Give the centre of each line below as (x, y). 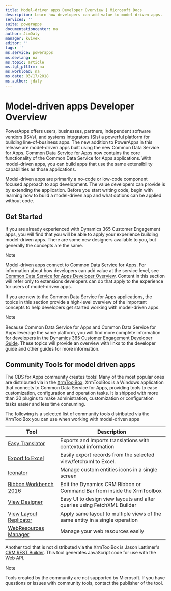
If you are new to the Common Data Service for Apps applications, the (79, 297)
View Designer (25, 502)
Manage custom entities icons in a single (109, 470)
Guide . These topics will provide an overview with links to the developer (81, 343)
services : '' (19, 19)
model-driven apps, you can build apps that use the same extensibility (79, 164)
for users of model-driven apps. (39, 286)
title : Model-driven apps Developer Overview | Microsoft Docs (74, 10)
